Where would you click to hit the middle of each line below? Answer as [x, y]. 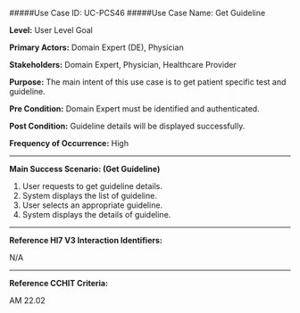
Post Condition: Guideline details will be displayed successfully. [127, 126]
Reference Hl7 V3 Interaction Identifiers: [86, 240]
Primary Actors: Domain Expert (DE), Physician [97, 47]
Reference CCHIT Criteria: [59, 283]
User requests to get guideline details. [92, 186]
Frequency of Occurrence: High [69, 143]
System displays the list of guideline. [90, 196]
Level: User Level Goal [51, 30]
